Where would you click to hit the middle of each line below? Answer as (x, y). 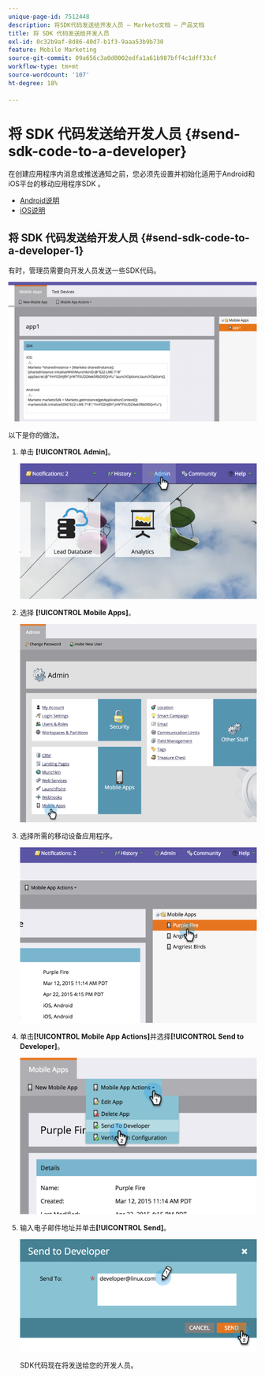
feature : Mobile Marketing (52, 50)
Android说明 (39, 200)
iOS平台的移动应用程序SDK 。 (56, 184)
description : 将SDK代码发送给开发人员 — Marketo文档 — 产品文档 (106, 25)
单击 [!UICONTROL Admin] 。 (67, 452)
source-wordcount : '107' (49, 75)
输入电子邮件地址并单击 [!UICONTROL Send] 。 (95, 1228)
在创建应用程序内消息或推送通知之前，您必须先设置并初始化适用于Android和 (131, 174)
